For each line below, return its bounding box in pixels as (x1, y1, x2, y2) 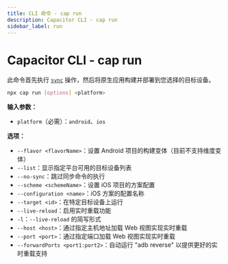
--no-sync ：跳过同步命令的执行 (16, 172, 105, 180)
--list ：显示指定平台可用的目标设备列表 (16, 164, 132, 172)
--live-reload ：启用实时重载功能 (16, 206, 112, 215)
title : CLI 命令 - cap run (7, 10, 82, 17)
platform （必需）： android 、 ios (16, 117, 106, 125)
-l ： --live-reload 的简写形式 (16, 215, 101, 224)
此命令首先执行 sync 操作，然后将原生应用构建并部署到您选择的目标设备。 (7, 76, 215, 84)
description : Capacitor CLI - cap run (7, 16, 118, 23)
